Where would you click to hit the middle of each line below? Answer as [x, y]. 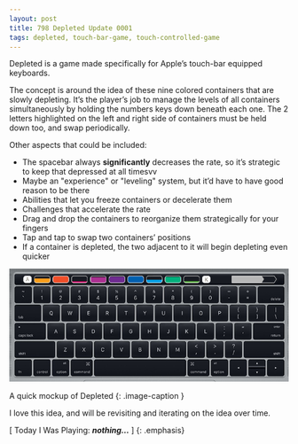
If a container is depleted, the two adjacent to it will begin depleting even [155, 247]
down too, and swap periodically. [70, 128]
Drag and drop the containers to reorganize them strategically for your [150, 219]
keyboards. [30, 73]
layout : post [33, 19]
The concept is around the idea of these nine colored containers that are [142, 90]
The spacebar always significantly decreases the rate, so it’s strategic [151, 162]
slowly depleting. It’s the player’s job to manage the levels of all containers [145, 100]
